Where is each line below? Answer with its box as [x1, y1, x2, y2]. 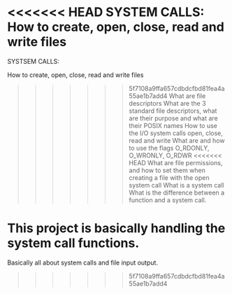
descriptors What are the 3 [129, 99, 206, 107]
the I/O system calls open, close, [129, 129, 224, 137]
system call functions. [7, 235, 140, 251]
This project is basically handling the [7, 220, 226, 237]
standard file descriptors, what [129, 106, 217, 115]
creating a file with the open [129, 173, 210, 182]
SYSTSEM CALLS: [7, 57, 59, 65]
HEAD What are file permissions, [129, 158, 223, 167]
